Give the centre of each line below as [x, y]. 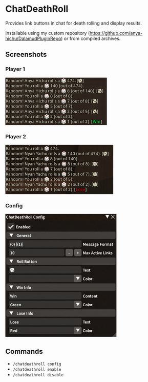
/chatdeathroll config [37, 364]
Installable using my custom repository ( [48, 33]
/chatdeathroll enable [37, 370]
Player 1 [15, 69]
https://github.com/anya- [116, 33]
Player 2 [16, 136]
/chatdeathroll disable [38, 375]
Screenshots [26, 55]
